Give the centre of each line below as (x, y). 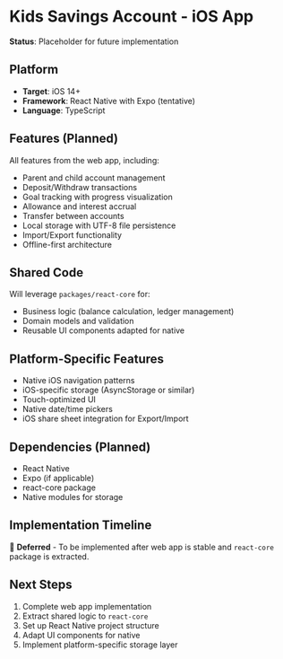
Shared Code (46, 272)
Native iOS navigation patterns (79, 381)
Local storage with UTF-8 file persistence (99, 225)
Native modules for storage (73, 497)
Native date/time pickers (68, 409)
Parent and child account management (94, 178)
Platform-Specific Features (86, 359)
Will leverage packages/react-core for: (80, 294)
